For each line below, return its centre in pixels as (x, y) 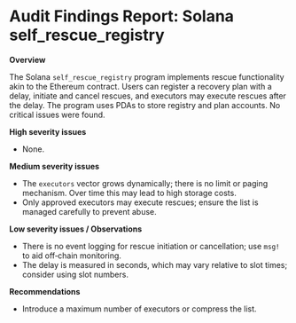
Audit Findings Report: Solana (122, 16)
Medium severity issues (55, 166)
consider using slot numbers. (75, 274)
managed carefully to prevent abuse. (89, 211)
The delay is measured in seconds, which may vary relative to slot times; (155, 264)
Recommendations (45, 291)
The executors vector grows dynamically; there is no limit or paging (145, 183)
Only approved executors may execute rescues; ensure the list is (140, 202)
